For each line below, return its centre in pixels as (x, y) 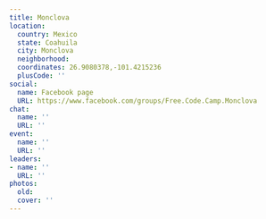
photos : (24, 184)
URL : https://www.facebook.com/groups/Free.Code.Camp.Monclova (137, 101)
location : (28, 26)
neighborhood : (43, 59)
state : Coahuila (47, 42)
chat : (19, 109)
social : (24, 84)
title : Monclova (39, 17)
